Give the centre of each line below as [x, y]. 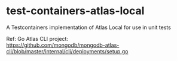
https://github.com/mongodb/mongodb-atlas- [63, 45]
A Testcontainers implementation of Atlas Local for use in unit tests [89, 27]
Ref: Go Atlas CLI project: [37, 38]
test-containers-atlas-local [75, 11]
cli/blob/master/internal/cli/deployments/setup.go [67, 51]
